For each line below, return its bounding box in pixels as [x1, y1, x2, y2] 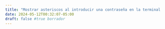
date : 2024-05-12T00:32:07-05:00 [5, 12, 74, 17]
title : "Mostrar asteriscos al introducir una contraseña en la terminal [5, 7, 161, 12]
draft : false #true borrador [5, 16, 65, 21]
